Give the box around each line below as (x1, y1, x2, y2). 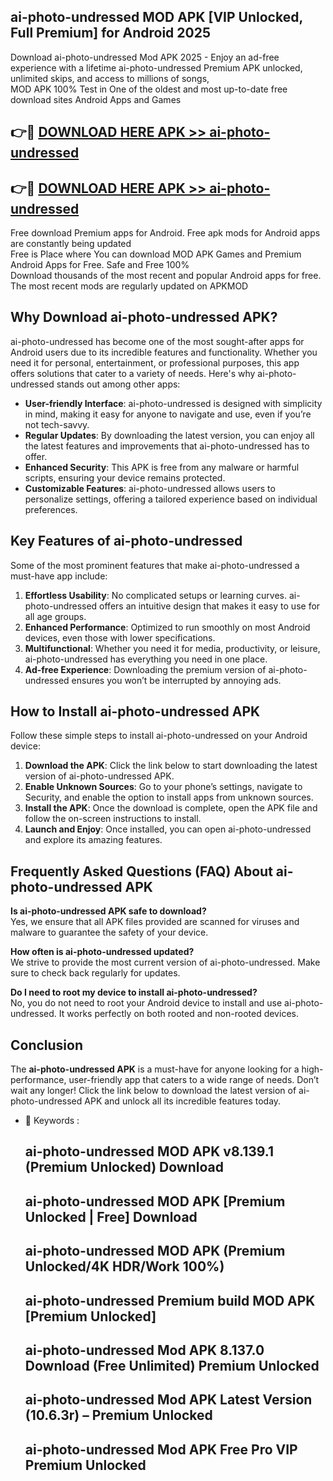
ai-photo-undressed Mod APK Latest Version (24, 1391, 313, 1409)
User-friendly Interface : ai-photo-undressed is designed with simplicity (24, 397, 323, 409)
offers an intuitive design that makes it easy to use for (99, 600, 321, 612)
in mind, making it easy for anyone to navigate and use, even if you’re (24, 408, 312, 420)
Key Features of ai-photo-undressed (10, 533, 243, 550)
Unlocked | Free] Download (24, 1208, 198, 1225)
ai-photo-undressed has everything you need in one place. (24, 653, 268, 665)
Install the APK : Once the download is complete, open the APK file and (24, 802, 318, 814)
